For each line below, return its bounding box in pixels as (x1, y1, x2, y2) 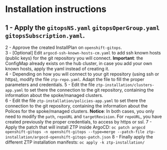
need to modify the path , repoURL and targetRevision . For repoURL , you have (5, 113, 162, 119)
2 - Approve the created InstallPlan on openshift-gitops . (5, 44, 122, 50)
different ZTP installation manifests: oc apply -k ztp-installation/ (5, 139, 145, 145)
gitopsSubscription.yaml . (5, 31, 85, 39)
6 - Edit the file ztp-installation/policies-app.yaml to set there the (5, 97, 146, 103)
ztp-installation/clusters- (96, 82, 154, 87)
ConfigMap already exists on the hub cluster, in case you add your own (5, 60, 152, 66)
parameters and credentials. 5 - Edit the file (5, 81, 95, 87)
